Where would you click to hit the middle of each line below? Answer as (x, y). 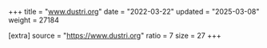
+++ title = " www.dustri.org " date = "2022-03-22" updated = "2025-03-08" (134, 12)
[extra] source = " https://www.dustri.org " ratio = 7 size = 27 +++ (115, 36)
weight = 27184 (34, 20)
